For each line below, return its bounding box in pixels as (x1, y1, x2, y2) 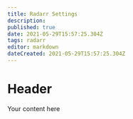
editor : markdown (7, 43, 59, 51)
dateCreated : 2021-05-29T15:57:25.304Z (7, 51, 126, 58)
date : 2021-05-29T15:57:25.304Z (7, 30, 103, 38)
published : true (7, 24, 55, 31)
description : (7, 17, 46, 24)
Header (7, 81, 52, 97)
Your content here (7, 104, 60, 113)
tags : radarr (7, 37, 46, 44)
